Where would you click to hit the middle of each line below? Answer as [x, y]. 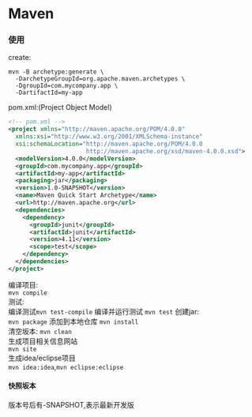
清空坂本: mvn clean [40, 331]
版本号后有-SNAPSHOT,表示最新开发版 [71, 405]
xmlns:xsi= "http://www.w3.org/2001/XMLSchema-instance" [109, 137]
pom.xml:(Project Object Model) [60, 107]
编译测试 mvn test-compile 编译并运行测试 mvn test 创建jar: [104, 311]
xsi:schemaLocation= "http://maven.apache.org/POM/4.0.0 [109, 144]
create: [20, 58]
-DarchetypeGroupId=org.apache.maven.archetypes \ [100, 79]
